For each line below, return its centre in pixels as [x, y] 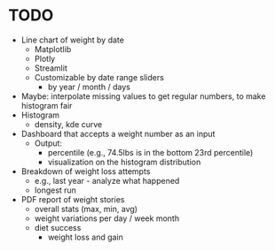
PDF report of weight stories [73, 199]
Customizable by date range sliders [99, 77]
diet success [58, 227]
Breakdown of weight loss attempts [86, 171]
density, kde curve [68, 124]
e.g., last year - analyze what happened [107, 180]
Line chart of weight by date [73, 40]
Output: [48, 143]
